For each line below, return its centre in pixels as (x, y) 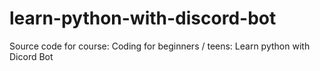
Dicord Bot (31, 56)
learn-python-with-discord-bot (143, 18)
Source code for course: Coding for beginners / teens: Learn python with (160, 46)
